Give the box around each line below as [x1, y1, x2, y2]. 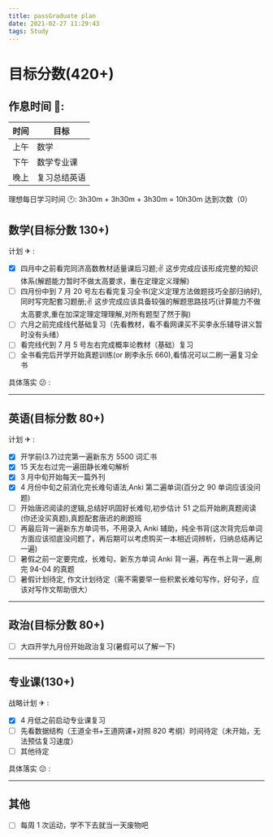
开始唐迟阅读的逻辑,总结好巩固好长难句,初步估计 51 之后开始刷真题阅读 [19, 502, 257, 513]
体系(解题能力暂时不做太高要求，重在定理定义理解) [19, 276, 190, 286]
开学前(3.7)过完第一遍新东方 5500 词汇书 [19, 452, 158, 462]
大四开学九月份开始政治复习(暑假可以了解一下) [19, 641, 175, 651]
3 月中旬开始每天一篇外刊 [19, 472, 106, 482]
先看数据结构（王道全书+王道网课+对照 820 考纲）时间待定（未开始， [19, 725, 254, 735]
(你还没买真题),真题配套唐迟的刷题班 [19, 513, 142, 523]
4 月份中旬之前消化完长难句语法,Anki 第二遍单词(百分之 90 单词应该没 [19, 482, 254, 493]
